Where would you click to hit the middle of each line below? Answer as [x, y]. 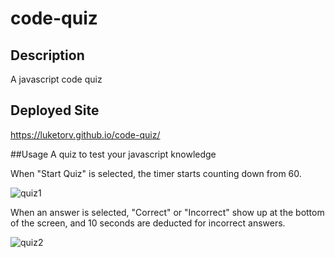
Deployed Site [55, 110]
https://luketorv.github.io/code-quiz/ [85, 134]
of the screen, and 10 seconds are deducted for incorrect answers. [148, 223]
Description [47, 55]
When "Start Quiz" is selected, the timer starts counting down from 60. [156, 173]
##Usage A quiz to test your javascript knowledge [113, 154]
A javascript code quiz [56, 79]
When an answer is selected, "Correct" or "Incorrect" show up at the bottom [167, 212]
